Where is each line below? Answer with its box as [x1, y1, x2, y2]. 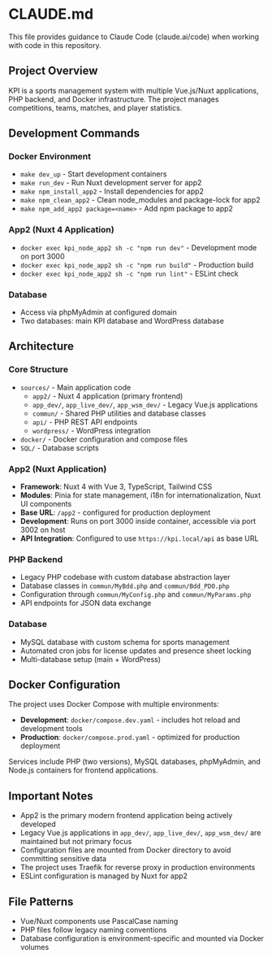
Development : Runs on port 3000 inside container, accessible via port [19, 516, 256, 526]
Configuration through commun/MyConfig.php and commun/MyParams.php [19, 590, 252, 599]
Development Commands [8, 127, 140, 141]
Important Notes [8, 789, 93, 803]
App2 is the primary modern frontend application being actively [19, 811, 233, 821]
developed [19, 819, 57, 830]
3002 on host [19, 525, 66, 535]
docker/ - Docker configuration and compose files [19, 434, 188, 444]
